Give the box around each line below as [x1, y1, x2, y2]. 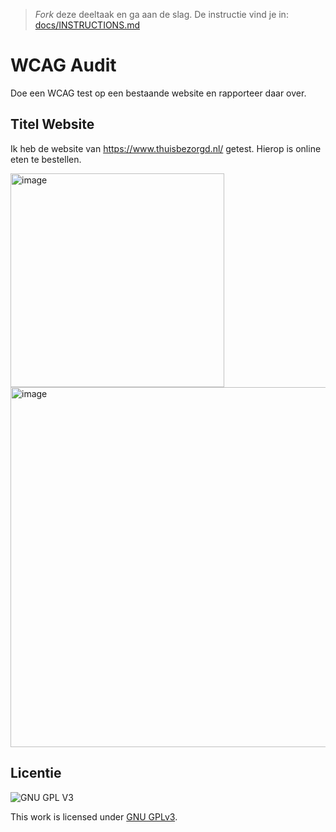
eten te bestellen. [10, 153, 82, 165]
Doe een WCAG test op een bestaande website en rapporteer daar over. [10, 87, 307, 99]
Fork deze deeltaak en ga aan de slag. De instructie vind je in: [34, 9, 289, 20]
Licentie [10, 765, 62, 782]
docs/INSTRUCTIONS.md [34, 19, 141, 31]
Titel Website [10, 116, 95, 133]
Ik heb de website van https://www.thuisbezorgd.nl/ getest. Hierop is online [10, 142, 322, 154]
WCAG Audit [10, 54, 117, 77]
